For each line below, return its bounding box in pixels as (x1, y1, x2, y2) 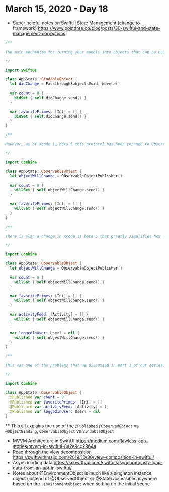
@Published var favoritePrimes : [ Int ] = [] (10, 399, 102, 405)
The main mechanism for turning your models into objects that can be (5, 49, 156, 55)
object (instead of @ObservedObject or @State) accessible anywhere (12, 476, 157, 482)
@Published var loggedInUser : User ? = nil (10, 409, 100, 414)
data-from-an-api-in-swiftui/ (12, 465, 72, 471)
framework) (12, 25, 37, 31)
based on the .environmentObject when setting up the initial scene (12, 481, 150, 487)
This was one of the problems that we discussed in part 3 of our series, (5, 363, 165, 368)
